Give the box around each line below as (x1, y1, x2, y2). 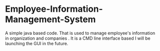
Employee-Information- (5, 3, 103, 15)
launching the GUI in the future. (5, 40, 69, 46)
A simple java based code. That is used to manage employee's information (5, 30, 156, 36)
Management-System (5, 14, 96, 25)
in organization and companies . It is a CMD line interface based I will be (5, 35, 151, 41)
